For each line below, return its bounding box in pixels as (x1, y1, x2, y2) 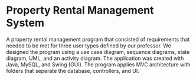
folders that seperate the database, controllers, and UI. (6, 67, 140, 74)
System (6, 16, 45, 30)
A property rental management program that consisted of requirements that (6, 36, 190, 43)
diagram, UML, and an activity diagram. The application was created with (6, 55, 184, 62)
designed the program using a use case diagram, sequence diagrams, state (6, 48, 190, 55)
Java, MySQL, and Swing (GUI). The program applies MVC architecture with (6, 60, 191, 68)
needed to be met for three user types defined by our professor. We (6, 42, 171, 49)
